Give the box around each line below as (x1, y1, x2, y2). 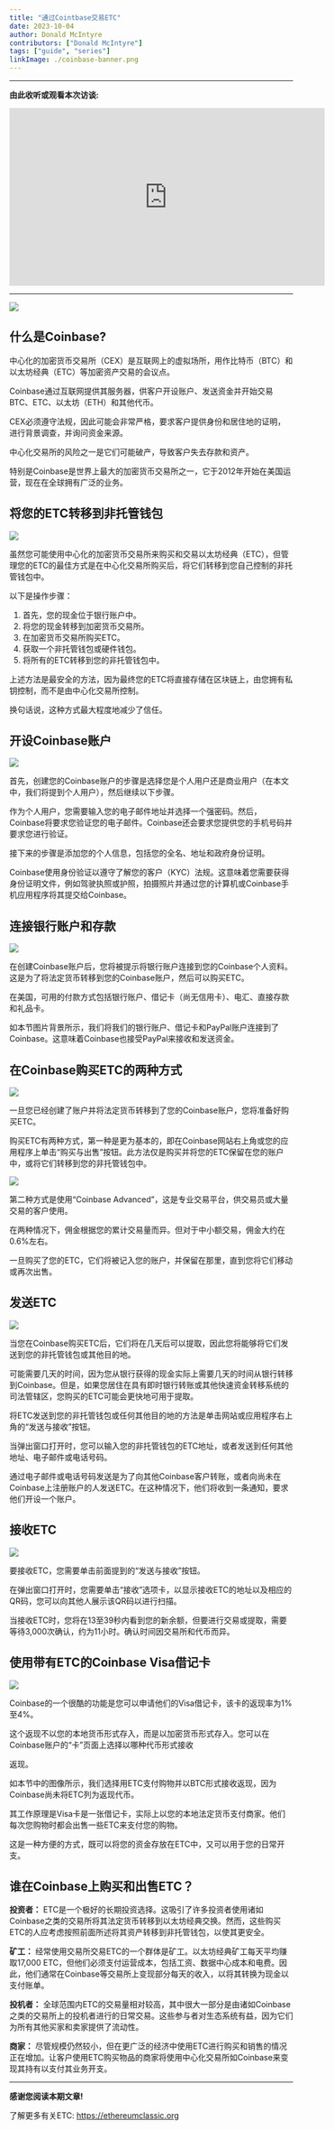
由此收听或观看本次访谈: (9, 89, 99, 100)
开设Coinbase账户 (9, 733, 113, 749)
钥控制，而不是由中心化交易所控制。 (9, 685, 144, 696)
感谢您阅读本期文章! (9, 2091, 84, 2102)
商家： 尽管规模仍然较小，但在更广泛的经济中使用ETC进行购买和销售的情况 (9, 2041, 288, 2051)
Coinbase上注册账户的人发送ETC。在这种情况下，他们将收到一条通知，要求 (9, 1482, 289, 1493)
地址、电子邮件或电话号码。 (9, 1451, 113, 1462)
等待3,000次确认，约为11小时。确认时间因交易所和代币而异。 (9, 1625, 235, 1636)
